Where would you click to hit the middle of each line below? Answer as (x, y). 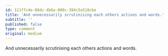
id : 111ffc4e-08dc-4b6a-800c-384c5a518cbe (51, 10)
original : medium (24, 34)
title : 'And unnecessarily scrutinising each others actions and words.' (85, 15)
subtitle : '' (19, 19)
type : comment (20, 29)
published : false (24, 24)
